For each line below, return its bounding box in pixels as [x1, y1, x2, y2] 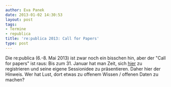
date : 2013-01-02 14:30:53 [5, 12, 63, 17]
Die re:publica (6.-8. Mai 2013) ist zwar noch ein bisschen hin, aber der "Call [5, 55, 166, 61]
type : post [5, 41, 29, 46]
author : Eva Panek [5, 7, 44, 13]
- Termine [5, 27, 27, 32]
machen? [5, 76, 25, 82]
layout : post [5, 17, 33, 22]
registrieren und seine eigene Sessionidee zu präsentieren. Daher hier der [5, 66, 161, 72]
